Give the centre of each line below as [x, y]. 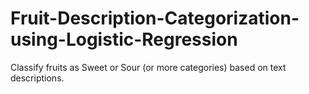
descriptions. [37, 78]
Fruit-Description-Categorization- [155, 18]
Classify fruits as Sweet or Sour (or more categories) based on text [148, 67]
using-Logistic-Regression [124, 39]
